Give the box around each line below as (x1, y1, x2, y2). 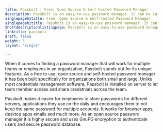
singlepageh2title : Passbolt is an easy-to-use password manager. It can (5, 20, 158, 26)
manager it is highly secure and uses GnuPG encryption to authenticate (5, 116, 148, 122)
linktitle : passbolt (5, 29, 47, 34)
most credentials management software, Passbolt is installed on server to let (5, 81, 158, 87)
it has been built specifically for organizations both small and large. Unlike (5, 76, 153, 82)
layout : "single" (5, 43, 40, 48)
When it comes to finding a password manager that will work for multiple (5, 60, 150, 66)
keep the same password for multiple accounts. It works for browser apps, (5, 106, 154, 112)
